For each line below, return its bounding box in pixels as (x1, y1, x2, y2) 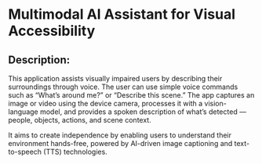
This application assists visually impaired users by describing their (8, 74, 223, 83)
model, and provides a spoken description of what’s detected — (39, 107, 247, 116)
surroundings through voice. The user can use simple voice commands (8, 82, 238, 91)
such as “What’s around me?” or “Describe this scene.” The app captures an (8, 91, 255, 99)
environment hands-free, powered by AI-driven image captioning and (8, 139, 233, 148)
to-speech (8, 147, 42, 156)
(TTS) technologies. (42, 147, 107, 156)
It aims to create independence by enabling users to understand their (8, 130, 232, 140)
